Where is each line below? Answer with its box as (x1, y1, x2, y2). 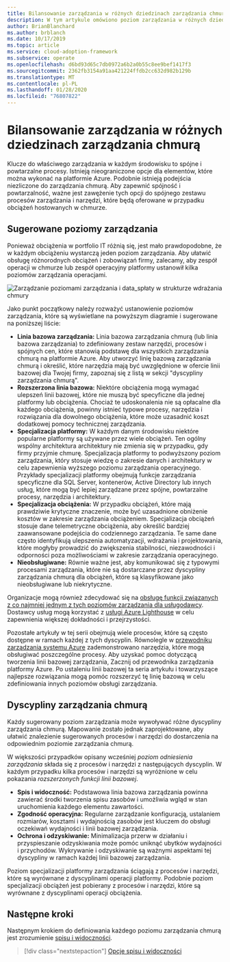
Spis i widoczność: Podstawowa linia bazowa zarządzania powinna (16, 788, 209, 796)
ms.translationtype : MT (7, 73, 75, 81)
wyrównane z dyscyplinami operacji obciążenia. (7, 889, 142, 897)
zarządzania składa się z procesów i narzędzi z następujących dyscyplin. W (7, 760, 222, 768)
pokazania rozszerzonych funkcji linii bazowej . (7, 774, 138, 782)
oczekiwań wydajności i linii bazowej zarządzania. (16, 824, 159, 832)
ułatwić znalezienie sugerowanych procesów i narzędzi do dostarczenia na (7, 732, 219, 741)
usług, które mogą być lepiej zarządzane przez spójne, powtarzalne (16, 485, 208, 494)
